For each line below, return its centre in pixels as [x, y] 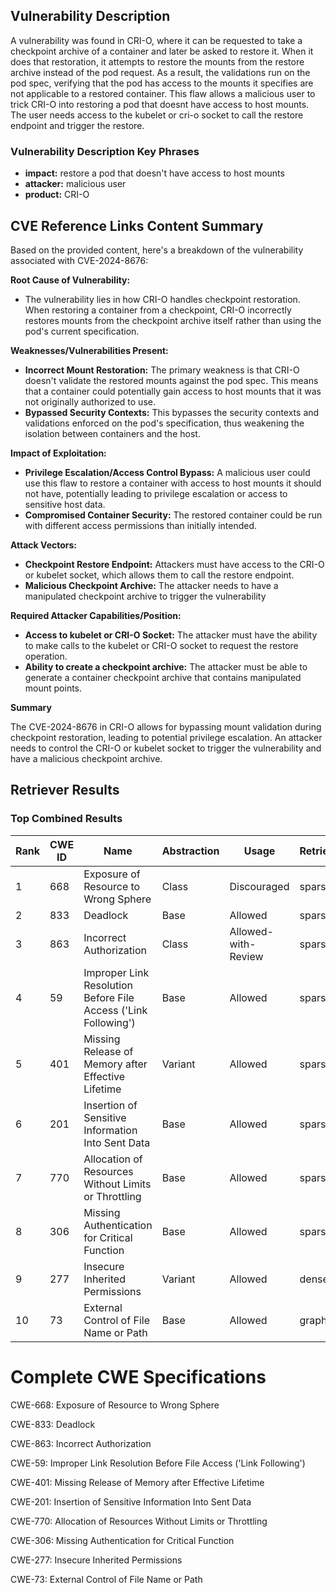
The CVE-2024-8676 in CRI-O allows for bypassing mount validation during [166, 726]
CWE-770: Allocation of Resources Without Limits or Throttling [139, 1521]
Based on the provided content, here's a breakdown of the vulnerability [157, 250]
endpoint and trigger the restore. [77, 125]
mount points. [53, 688]
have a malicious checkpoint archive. [86, 758]
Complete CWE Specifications [138, 1376]
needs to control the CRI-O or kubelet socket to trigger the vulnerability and [166, 748]
